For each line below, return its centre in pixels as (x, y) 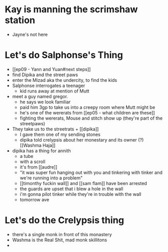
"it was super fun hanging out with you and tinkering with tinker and (91, 172)
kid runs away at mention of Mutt (55, 91)
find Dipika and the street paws (45, 75)
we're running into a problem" (51, 178)
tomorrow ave (34, 199)
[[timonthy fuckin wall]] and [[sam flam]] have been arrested (83, 183)
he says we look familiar (45, 102)
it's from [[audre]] (39, 167)
